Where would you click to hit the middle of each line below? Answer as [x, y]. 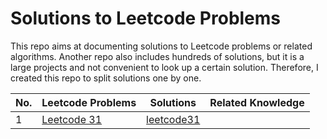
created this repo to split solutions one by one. [106, 78]
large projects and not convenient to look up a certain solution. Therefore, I [164, 67]
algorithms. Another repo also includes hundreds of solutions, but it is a [157, 56]
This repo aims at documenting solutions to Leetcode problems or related [161, 46]
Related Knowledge [257, 102]
